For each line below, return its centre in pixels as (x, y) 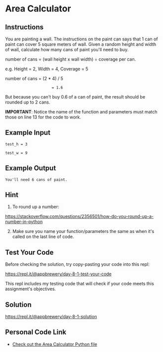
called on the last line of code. (43, 236)
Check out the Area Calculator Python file (55, 344)
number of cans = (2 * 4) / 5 (34, 78)
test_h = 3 (16, 144)
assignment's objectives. (30, 289)
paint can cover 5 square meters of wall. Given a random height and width (81, 44)
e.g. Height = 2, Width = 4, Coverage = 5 (47, 69)
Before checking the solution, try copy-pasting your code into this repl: (77, 264)
